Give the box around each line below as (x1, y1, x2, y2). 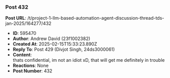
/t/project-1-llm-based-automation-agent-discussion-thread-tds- (27, 15, 164, 21)
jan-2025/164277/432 (5, 20, 52, 26)
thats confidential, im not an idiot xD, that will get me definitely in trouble (12, 57, 165, 63)
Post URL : (5, 15, 27, 21)
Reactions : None (12, 62, 49, 69)
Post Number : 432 (12, 68, 53, 74)
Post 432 (5, 4, 29, 11)
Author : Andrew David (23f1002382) (12, 35, 90, 42)
